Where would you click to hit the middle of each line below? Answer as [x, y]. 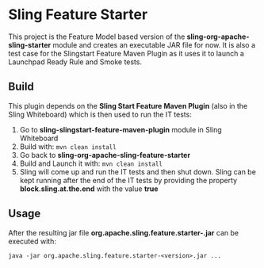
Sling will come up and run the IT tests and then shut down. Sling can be [138, 171]
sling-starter [30, 44]
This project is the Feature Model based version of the [97, 36]
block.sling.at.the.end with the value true [89, 189]
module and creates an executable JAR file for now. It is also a [154, 44]
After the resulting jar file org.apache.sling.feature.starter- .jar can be [124, 232]
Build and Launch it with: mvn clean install [91, 163]
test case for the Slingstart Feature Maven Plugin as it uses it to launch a [126, 53]
